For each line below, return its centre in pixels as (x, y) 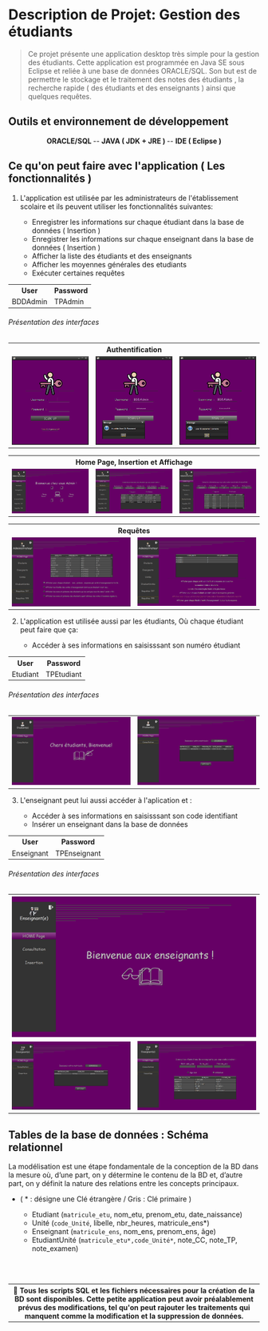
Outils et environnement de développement (118, 122)
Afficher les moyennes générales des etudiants (109, 264)
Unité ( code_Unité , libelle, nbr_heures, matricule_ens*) (120, 1223)
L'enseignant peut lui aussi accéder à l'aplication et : (106, 800)
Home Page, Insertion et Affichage (134, 462)
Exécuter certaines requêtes (78, 273)
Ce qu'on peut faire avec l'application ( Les (117, 166)
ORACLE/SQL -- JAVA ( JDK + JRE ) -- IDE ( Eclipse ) (134, 141)
